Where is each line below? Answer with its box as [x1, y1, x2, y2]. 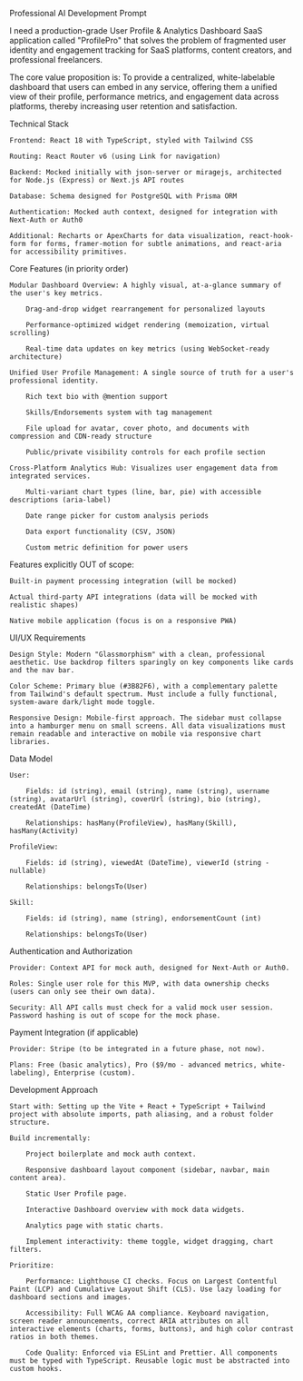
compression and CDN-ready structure [9, 432, 152, 441]
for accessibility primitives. [9, 247, 128, 256]
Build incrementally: [9, 1134, 92, 1143]
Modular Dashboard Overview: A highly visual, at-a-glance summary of [9, 281, 282, 290]
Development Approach [9, 1085, 98, 1095]
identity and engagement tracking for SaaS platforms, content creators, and [9, 45, 292, 55]
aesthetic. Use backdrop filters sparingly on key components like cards [9, 658, 295, 667]
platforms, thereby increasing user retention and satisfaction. [9, 101, 238, 112]
